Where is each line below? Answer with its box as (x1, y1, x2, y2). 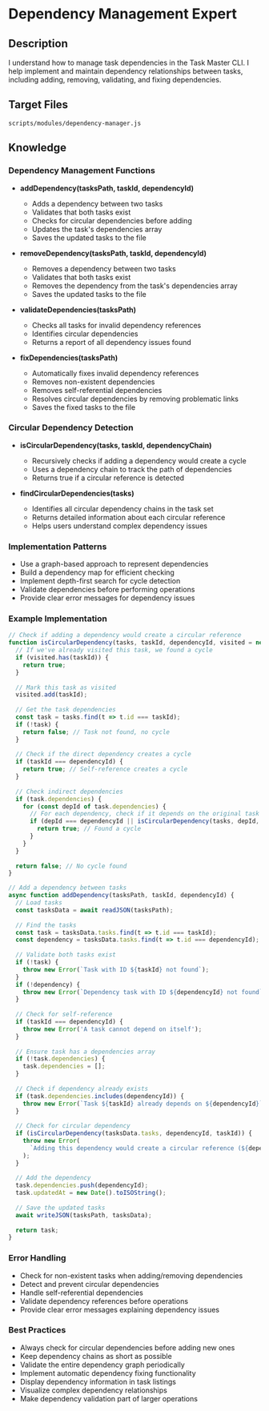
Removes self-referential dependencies (31, 385, 163, 395)
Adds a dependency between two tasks (31, 198, 163, 208)
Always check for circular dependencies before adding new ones (19, 1342, 235, 1353)
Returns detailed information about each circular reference (31, 512, 226, 522)
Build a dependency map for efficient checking (19, 567, 175, 577)
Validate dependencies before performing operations (19, 585, 195, 595)
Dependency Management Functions (8, 165, 156, 176)
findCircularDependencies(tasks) (19, 488, 134, 498)
